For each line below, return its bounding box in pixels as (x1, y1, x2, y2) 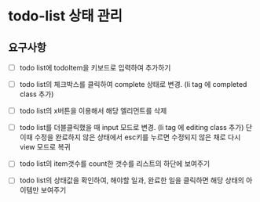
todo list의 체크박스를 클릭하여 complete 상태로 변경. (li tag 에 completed (19, 80, 247, 89)
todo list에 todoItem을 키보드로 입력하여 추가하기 (19, 63, 171, 72)
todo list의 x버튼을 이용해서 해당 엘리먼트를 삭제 (19, 106, 167, 116)
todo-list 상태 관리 (8, 7, 123, 25)
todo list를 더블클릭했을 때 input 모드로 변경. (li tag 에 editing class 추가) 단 (19, 123, 253, 132)
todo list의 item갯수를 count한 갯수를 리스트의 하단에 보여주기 (19, 159, 211, 168)
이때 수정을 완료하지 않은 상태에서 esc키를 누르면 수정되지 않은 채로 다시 (19, 132, 241, 142)
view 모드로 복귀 (19, 142, 71, 152)
